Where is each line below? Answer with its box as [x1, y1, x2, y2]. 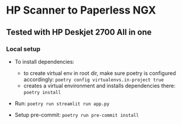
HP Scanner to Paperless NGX [6, 4, 157, 17]
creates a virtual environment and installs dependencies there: [23, 82, 175, 89]
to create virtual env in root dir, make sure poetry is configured [23, 69, 176, 77]
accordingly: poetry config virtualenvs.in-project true [23, 76, 164, 83]
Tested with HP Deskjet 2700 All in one [6, 27, 152, 37]
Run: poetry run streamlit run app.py [14, 100, 110, 107]
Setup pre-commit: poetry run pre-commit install [14, 111, 139, 118]
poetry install [23, 89, 61, 95]
